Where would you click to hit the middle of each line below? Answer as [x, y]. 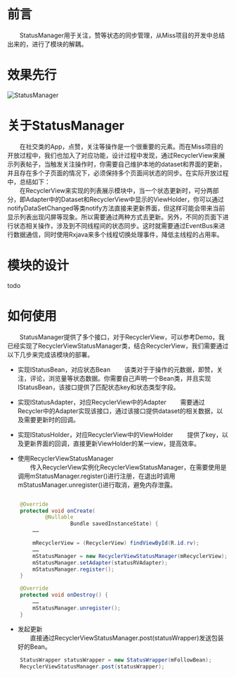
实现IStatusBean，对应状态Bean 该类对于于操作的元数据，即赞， [117, 369]
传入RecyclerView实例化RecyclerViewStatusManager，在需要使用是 [128, 467]
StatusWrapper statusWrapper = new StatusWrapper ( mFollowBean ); [116, 660]
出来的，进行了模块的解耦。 [47, 44]
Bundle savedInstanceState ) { [114, 524]
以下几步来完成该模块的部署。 [50, 354]
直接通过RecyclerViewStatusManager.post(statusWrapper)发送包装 [127, 638]
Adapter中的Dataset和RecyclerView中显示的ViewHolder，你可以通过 [125, 199]
